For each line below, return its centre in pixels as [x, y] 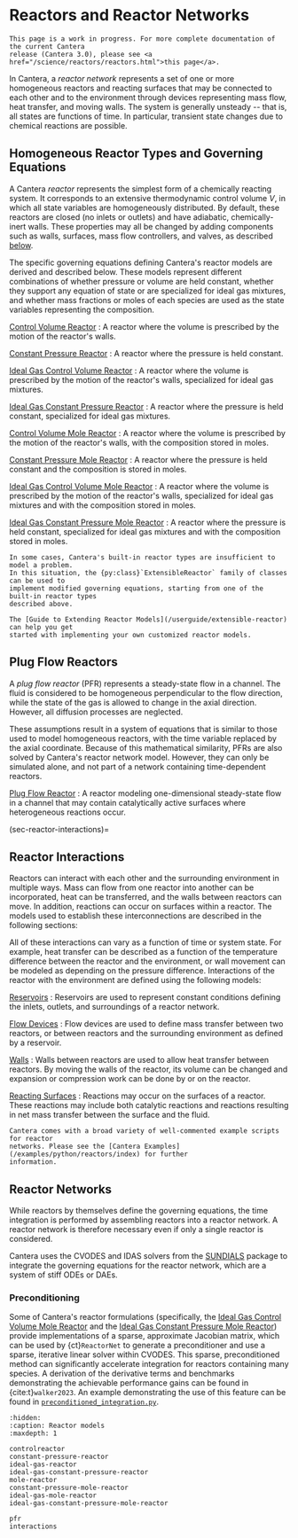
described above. [41, 604]
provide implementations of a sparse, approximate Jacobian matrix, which [145, 1336]
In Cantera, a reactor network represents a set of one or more [122, 78]
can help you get [41, 627]
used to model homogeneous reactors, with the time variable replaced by [143, 738]
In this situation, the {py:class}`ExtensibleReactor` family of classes [149, 573]
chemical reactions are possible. [68, 125]
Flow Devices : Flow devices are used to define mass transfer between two [146, 1024]
